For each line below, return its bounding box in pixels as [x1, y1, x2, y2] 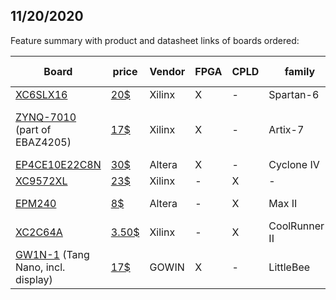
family [284, 64, 316, 78]
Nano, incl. [15, 260, 66, 274]
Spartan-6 [268, 87, 320, 101]
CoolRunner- [268, 219, 332, 233]
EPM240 [15, 196, 57, 210]
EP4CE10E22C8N [15, 157, 102, 171]
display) [15, 272, 53, 286]
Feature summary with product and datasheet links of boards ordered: [10, 34, 300, 46]
